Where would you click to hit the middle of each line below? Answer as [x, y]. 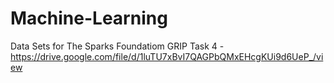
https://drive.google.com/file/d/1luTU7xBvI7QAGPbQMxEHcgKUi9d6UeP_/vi [167, 56]
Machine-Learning [89, 18]
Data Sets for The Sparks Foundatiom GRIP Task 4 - [117, 46]
